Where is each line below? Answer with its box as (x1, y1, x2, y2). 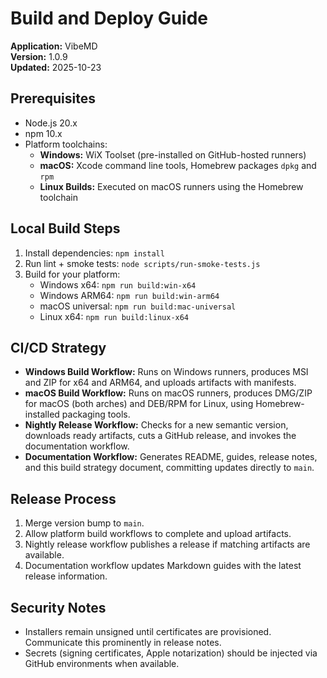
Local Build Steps (10, 220, 121, 237)
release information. (24, 570, 108, 582)
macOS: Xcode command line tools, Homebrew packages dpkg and (39, 159, 317, 171)
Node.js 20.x (24, 117, 78, 129)
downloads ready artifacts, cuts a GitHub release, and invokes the (24, 430, 297, 442)
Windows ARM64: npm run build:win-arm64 (39, 289, 220, 301)
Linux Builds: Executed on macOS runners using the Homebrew (39, 180, 304, 192)
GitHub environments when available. (24, 658, 180, 669)
